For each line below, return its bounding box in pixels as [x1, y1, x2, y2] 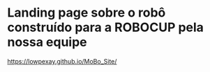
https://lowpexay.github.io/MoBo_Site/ [7, 57, 117, 65]
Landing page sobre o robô [7, 5, 166, 21]
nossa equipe [7, 35, 87, 50]
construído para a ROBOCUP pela [7, 19, 204, 35]
